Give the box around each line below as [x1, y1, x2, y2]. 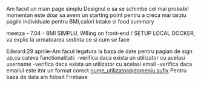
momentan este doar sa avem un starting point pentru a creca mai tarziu [6, 11, 186, 19]
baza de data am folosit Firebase [6, 74, 88, 80]
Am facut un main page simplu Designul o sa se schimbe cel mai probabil [6, 5, 189, 12]
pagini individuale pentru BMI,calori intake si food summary [6, 18, 154, 25]
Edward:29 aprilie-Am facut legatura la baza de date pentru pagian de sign [6, 48, 193, 55]
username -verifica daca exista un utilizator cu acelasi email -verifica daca [6, 60, 193, 68]
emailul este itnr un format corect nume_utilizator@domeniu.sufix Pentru [6, 67, 187, 74]
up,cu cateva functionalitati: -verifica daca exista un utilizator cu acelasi [6, 54, 186, 61]
